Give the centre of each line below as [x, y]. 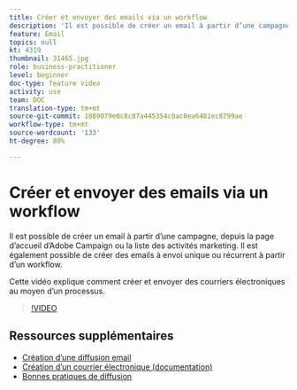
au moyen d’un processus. [57, 291]
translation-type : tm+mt [55, 108]
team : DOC [27, 100]
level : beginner [39, 75]
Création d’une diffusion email [76, 357]
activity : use [35, 91]
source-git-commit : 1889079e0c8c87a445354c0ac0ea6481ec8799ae [126, 116]
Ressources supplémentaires [91, 336]
